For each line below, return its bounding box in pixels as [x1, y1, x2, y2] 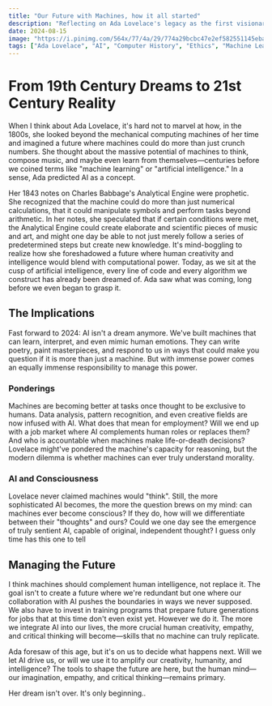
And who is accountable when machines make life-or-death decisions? [8, 435, 245, 446]
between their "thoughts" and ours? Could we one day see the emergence [8, 517, 257, 527]
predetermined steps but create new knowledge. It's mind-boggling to [8, 240, 243, 250]
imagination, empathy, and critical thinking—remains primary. [21, 673, 226, 682]
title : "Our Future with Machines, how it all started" [8, 11, 201, 20]
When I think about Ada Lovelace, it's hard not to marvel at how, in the [8, 121, 242, 131]
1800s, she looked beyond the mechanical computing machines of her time [8, 130, 259, 139]
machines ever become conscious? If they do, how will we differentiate [8, 508, 245, 519]
